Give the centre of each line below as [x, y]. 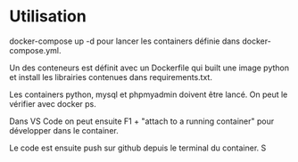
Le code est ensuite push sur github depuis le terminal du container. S [138, 148]
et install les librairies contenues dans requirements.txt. [111, 77]
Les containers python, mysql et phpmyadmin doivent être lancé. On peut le [149, 94]
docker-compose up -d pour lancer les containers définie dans [125, 41]
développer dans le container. [64, 130]
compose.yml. [35, 50]
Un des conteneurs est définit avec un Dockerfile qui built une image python [149, 68]
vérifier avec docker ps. [53, 103]
